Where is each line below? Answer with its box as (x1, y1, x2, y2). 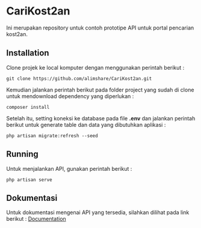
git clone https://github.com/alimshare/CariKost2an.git (6, 75, 152, 82)
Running (6, 149, 39, 159)
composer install (6, 104, 50, 110)
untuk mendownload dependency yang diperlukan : (6, 92, 134, 100)
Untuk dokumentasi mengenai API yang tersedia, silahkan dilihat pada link (6, 209, 190, 216)
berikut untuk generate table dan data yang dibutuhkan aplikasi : (6, 121, 166, 128)
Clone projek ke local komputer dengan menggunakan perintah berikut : (6, 64, 185, 71)
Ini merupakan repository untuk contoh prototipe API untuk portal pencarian (6, 24, 194, 31)
